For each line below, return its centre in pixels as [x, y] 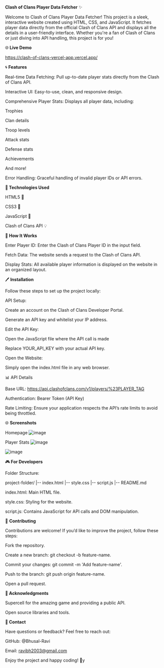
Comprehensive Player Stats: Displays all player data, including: [70, 101]
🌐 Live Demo [18, 47]
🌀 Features [16, 67]
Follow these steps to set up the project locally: [53, 291]
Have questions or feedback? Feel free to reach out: [58, 631]
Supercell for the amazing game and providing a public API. [65, 603]
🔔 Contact [16, 622]
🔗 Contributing [20, 521]
